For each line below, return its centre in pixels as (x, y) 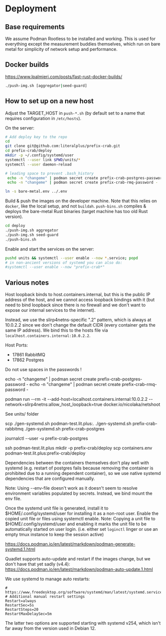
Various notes (27, 282)
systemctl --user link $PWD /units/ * (43, 160)
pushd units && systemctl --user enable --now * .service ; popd (72, 258)
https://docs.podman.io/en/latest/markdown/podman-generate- (70, 544)
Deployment (31, 9)
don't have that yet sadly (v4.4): (38, 564)
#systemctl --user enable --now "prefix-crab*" (55, 267)
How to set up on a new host (49, 101)
